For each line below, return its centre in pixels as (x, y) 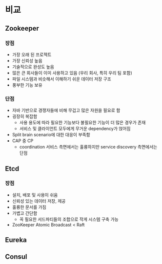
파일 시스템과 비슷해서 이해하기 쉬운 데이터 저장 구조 (61, 79)
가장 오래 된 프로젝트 (32, 55)
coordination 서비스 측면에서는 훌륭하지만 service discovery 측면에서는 (88, 147)
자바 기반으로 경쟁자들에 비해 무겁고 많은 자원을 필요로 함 (66, 111)
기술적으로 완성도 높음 (33, 67)
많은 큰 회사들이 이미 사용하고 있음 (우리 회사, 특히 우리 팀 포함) (72, 73)
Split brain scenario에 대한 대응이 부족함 (51, 135)
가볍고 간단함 (25, 213)
